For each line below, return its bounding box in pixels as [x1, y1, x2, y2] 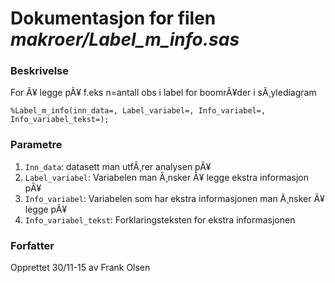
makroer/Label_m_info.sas [10, 28, 240, 51]
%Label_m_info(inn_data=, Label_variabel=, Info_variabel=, [10, 106, 267, 116]
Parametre [10, 138, 63, 152]
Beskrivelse [10, 64, 69, 78]
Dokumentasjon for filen [10, 7, 217, 30]
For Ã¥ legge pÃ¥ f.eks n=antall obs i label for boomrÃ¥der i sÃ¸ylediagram [10, 87, 317, 99]
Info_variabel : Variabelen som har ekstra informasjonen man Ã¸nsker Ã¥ [24, 192, 325, 204]
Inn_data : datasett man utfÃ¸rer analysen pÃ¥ [24, 160, 212, 172]
